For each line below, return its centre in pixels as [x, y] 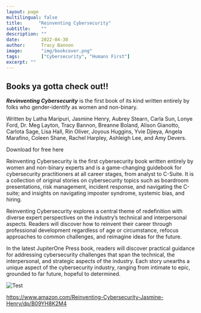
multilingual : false [32, 17]
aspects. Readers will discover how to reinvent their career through [89, 224]
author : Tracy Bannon [40, 46]
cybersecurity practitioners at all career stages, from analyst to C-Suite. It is [100, 174]
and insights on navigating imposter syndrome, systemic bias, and [103, 193]
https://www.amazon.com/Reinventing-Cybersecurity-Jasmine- [85, 297]
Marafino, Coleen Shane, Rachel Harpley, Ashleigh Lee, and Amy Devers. [97, 138]
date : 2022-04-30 [37, 40]
